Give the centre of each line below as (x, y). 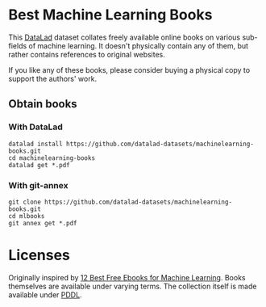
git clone (25, 202)
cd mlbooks (27, 216)
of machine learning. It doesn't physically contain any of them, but (138, 45)
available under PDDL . (45, 294)
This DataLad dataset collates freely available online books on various (124, 37)
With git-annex (38, 185)
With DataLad (35, 127)
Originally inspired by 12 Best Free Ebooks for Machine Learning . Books (127, 277)
